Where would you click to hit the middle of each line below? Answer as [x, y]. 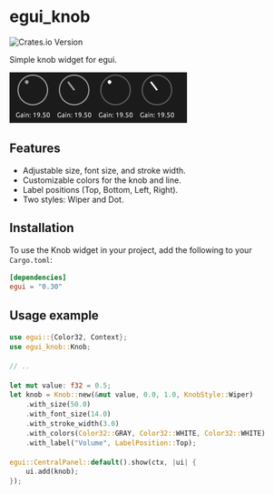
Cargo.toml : [31, 259]
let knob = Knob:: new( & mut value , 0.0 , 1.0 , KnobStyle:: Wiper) [132, 395]
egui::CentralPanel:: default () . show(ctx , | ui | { [103, 462]
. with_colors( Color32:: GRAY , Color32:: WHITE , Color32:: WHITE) [146, 433]
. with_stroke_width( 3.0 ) [73, 424]
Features [35, 149]
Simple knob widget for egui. [64, 59]
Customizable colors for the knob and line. [102, 180]
